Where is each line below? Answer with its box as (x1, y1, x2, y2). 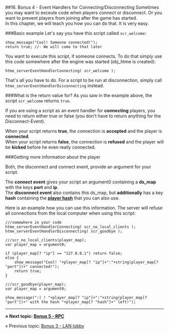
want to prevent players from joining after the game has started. (5, 15, 137, 21)
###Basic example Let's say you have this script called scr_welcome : (5, 30, 146, 36)
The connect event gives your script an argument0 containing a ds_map (5, 179, 156, 185)
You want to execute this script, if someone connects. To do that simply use (5, 53, 162, 59)
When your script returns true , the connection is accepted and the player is (5, 128, 162, 134)
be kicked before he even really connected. (5, 144, 96, 150)
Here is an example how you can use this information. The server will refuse (5, 205, 162, 211)
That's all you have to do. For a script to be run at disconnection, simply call (5, 77, 162, 83)
